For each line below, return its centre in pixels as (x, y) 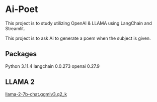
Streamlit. (15, 28)
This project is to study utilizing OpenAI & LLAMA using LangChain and (79, 23)
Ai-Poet (22, 9)
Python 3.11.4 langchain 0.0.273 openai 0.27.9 (52, 66)
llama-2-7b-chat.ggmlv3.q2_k (36, 94)
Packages (21, 54)
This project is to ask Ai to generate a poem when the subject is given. (78, 38)
